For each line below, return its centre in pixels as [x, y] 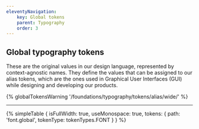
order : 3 [28, 28]
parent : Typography [41, 22]
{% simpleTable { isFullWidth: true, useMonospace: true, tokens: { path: [93, 114]
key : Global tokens [41, 17]
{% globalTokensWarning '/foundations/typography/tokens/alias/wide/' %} [97, 97]
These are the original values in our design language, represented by [90, 66]
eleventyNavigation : [32, 12]
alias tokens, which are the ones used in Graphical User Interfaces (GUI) [94, 79]
